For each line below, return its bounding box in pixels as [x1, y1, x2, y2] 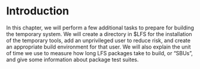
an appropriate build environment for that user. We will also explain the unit [6, 43, 191, 50]
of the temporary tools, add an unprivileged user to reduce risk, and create [6, 37, 190, 44]
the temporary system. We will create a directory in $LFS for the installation [6, 30, 193, 37]
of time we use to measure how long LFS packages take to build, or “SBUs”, [6, 49, 193, 56]
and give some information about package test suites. [6, 56, 139, 63]
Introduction [6, 4, 69, 18]
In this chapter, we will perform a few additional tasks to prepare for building [6, 24, 195, 31]
